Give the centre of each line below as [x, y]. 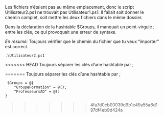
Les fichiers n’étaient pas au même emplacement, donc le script [70, 7]
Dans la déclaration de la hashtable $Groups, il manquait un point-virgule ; [80, 27]
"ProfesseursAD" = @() [37, 92]
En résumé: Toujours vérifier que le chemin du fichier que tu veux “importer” [82, 41]
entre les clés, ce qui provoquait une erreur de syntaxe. [61, 32]
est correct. [17, 47]
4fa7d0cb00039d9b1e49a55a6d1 [124, 105]
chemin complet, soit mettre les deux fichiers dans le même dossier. [74, 17]
